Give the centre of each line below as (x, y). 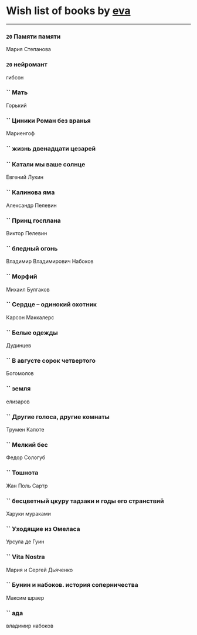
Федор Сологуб (26, 457)
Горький (16, 105)
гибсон (15, 77)
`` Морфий (22, 276)
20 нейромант (27, 65)
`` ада (15, 613)
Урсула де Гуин (25, 542)
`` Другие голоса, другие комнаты (58, 417)
